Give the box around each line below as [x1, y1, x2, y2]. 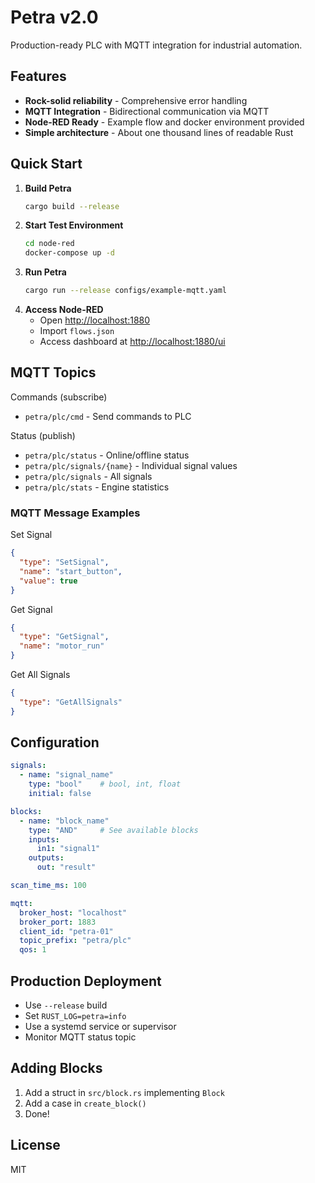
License [10, 1137, 61, 1154]
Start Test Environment [24, 219, 124, 231]
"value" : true [19, 576, 78, 586]
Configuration [10, 734, 100, 751]
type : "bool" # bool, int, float [28, 779, 182, 790]
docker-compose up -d [24, 248, 115, 258]
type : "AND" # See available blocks [28, 825, 199, 835]
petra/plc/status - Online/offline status [24, 449, 190, 461]
